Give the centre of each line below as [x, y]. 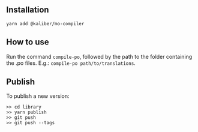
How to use [28, 42]
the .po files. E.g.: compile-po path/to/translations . [71, 63]
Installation [28, 10]
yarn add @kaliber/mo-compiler [45, 23]
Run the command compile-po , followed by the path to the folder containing [99, 56]
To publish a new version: [38, 96]
